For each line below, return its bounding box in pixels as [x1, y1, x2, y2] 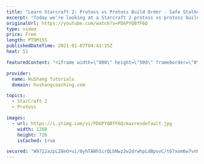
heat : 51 [6, 49, 29, 55]
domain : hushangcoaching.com [12, 81, 86, 88]
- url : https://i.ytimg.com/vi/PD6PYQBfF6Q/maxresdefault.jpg [12, 120, 172, 126]
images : [6, 115, 26, 121]
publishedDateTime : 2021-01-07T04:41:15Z [6, 43, 113, 49]
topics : [6, 92, 26, 99]
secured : [6, 148, 29, 155]
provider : [6, 70, 32, 77]
